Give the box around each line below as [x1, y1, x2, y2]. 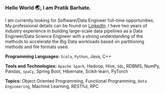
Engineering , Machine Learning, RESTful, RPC [5, 84, 99, 90]
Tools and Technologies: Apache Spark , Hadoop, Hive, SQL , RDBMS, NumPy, [5, 63, 161, 69]
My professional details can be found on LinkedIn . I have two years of [5, 23, 147, 29]
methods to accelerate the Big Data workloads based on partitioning [5, 39, 145, 45]
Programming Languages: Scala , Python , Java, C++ [5, 54, 111, 60]
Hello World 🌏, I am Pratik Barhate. [5, 4, 91, 11]
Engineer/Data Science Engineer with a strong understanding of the [5, 33, 143, 39]
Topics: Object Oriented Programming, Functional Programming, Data [5, 78, 147, 84]
